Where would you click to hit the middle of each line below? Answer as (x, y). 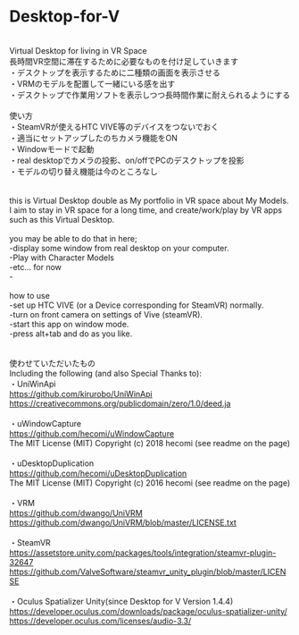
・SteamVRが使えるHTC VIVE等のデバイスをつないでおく (114, 126)
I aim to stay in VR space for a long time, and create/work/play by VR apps (146, 210)
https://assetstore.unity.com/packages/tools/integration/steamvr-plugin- (143, 553)
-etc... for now (36, 267)
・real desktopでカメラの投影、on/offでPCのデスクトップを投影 (127, 160)
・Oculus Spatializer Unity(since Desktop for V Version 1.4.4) (121, 601)
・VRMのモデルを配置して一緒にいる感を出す (92, 83)
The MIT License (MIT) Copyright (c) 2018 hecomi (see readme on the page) (150, 443)
